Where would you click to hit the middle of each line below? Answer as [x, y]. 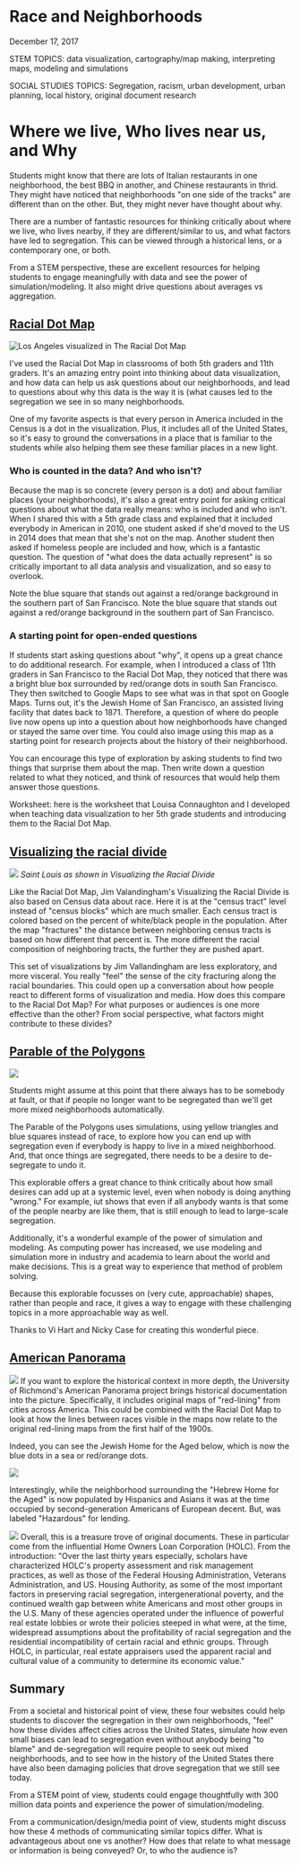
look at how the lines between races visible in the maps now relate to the [143, 1419]
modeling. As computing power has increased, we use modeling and [136, 1247]
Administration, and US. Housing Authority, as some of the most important [146, 1584]
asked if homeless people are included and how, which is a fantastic [135, 547]
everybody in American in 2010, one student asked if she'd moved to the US [150, 528]
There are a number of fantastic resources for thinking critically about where [150, 221]
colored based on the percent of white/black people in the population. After [149, 921]
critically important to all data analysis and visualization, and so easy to [140, 566]
